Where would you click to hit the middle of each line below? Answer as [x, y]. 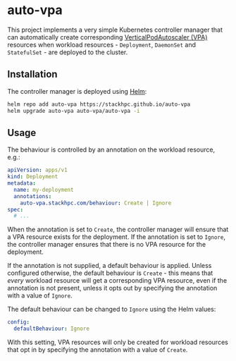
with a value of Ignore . [40, 295]
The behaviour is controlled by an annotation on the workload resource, [111, 149]
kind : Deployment [33, 177]
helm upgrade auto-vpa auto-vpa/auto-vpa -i [74, 111]
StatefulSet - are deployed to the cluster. [68, 52]
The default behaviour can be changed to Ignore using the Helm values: [112, 310]
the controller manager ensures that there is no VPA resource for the [107, 245]
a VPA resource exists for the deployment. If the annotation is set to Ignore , [116, 237]
